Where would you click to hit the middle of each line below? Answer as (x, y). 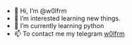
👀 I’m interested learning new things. (67, 18)
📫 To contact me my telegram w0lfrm (69, 34)
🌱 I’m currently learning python (59, 26)
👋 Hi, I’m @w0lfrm (40, 11)
